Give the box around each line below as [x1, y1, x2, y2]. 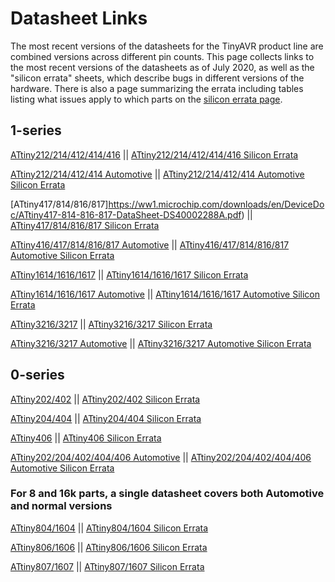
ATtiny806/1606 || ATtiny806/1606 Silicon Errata [10, 541, 208, 553]
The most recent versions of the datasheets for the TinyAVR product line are [10, 40, 324, 52]
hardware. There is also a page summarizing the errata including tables [10, 82, 304, 94]
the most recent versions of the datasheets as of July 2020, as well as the [10, 61, 315, 73]
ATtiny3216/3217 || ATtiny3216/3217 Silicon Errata [10, 318, 213, 330]
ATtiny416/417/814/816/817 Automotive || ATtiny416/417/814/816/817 [10, 238, 290, 251]
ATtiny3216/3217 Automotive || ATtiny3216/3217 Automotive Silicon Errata [10, 337, 312, 349]
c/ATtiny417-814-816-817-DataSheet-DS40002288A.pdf [10, 208, 242, 221]
